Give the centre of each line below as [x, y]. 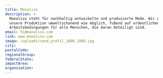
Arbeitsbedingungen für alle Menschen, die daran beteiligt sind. [78, 28]
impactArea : [17, 63]
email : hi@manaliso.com [29, 32]
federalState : [19, 59]
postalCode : [17, 50]
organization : [19, 68]
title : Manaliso [21, 9]
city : [10, 46]
